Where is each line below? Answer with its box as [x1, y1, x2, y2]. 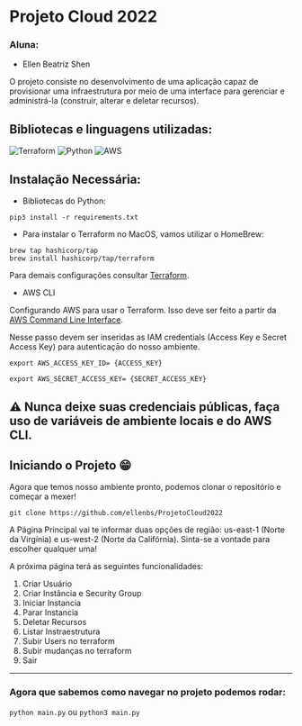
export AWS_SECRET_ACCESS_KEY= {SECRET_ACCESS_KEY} [9, 375, 207, 384]
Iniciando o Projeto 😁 [9, 458, 132, 473]
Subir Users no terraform [22, 636, 115, 647]
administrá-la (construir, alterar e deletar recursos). [9, 95, 200, 106]
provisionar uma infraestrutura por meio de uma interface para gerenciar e [9, 86, 285, 96]
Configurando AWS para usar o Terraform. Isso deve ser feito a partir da [9, 304, 277, 316]
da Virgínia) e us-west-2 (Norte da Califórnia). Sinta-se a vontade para [9, 534, 271, 545]
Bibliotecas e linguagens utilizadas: [9, 122, 213, 137]
